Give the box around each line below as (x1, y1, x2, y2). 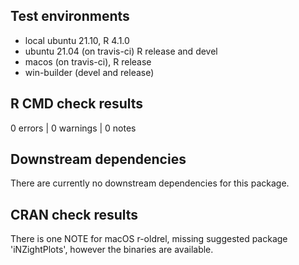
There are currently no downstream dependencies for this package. (10, 177, 290, 189)
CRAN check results (10, 206, 139, 223)
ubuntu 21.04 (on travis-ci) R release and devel (24, 45, 218, 57)
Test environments (10, 8, 130, 25)
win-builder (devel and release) (24, 66, 155, 78)
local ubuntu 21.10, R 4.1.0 (24, 34, 130, 46)
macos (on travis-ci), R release (24, 55, 152, 68)
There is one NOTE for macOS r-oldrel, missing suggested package (10, 233, 288, 245)
